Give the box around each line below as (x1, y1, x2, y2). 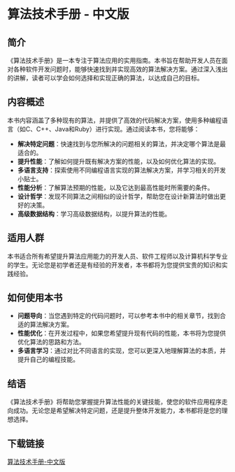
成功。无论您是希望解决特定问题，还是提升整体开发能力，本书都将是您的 (13, 406, 222, 415)
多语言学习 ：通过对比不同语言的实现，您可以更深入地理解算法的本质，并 (17, 347, 226, 355)
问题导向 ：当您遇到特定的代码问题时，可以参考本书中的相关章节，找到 (17, 312, 220, 320)
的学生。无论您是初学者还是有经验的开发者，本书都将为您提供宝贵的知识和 (7, 260, 222, 269)
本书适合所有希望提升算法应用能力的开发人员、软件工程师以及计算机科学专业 (7, 252, 228, 260)
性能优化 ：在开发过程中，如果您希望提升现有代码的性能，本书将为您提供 (17, 329, 226, 338)
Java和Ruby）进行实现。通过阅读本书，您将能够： (55, 124, 200, 133)
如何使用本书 (7, 292, 63, 304)
